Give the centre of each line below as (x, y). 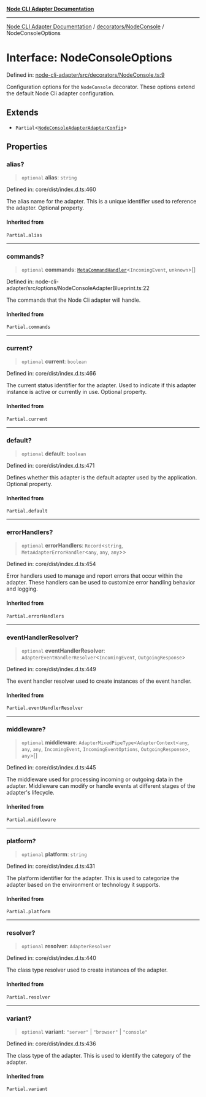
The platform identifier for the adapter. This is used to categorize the (93, 878)
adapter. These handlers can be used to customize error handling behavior (101, 583)
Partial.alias (25, 235)
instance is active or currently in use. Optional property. (77, 392)
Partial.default (27, 511)
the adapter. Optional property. (45, 208)
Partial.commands (29, 327)
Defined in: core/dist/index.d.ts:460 (51, 189)
